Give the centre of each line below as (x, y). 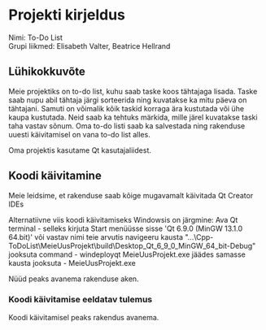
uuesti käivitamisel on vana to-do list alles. (79, 134)
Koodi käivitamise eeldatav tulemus (81, 300)
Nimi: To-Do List (36, 37)
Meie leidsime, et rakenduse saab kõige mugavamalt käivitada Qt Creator (131, 195)
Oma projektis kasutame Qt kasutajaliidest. (80, 150)
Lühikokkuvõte (47, 72)
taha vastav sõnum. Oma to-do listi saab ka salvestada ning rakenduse (127, 126)
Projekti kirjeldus (67, 15)
